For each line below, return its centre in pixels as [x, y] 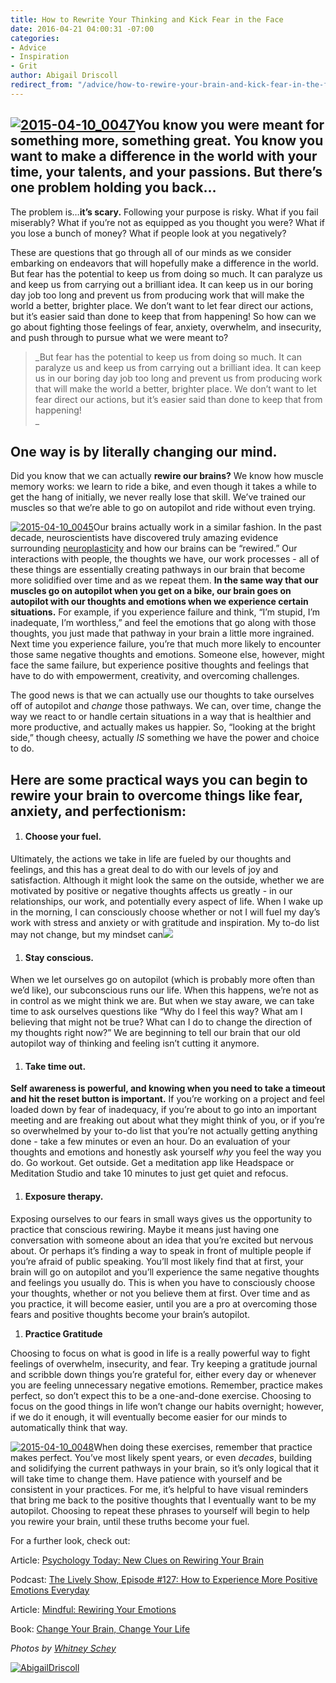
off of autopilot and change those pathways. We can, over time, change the [166, 706]
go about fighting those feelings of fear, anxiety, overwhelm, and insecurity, [166, 327]
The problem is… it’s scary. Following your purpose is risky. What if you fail [164, 212]
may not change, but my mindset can [87, 934]
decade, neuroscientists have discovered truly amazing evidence [144, 538]
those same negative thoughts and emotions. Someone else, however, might [167, 655]
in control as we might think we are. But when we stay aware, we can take [162, 1001]
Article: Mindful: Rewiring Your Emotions [93, 1609]
